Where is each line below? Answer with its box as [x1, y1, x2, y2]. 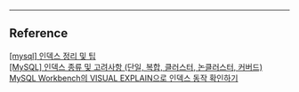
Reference [9, 26, 69, 41]
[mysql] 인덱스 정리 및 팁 [9, 50, 96, 61]
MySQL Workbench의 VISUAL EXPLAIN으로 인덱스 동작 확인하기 [9, 73, 238, 83]
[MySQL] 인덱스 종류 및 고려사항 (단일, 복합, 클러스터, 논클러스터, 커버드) [9, 61, 263, 72]
